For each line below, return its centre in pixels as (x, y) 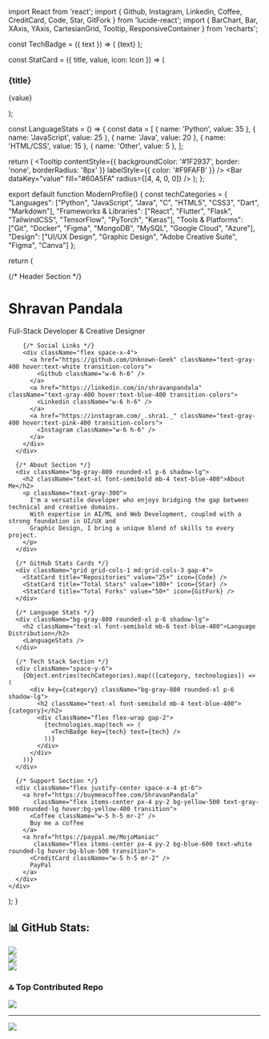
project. (23, 536)
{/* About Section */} (53, 465)
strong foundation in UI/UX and (62, 522)
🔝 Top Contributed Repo (56, 987)
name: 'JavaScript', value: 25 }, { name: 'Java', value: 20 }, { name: (117, 138)
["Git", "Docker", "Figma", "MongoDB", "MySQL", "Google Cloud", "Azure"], (132, 229)
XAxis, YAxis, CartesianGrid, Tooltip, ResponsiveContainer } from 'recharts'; (133, 28)
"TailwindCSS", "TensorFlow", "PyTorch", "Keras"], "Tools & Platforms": (126, 220)
